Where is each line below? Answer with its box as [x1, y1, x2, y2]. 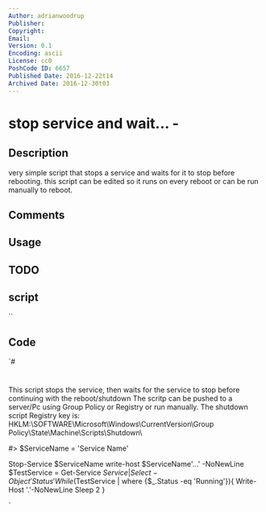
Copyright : [8, 27, 45, 35]
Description [8, 146, 69, 160]
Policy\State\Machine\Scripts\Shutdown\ [8, 428, 143, 438]
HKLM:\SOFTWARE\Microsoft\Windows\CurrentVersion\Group [8, 419, 214, 429]
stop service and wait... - [8, 114, 180, 132]
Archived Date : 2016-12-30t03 [8, 79, 110, 87]
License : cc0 [8, 57, 52, 65]
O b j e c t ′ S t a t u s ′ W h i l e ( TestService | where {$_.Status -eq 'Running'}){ [8, 476, 235, 486]
